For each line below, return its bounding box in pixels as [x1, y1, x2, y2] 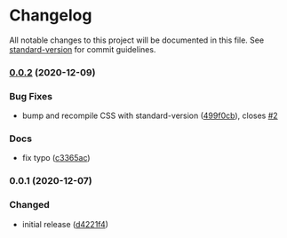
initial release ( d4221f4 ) [21, 218, 109, 229]
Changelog [9, 5, 92, 26]
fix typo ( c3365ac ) [21, 153, 91, 163]
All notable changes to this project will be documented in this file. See [9, 35, 265, 45]
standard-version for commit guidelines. [9, 44, 156, 54]
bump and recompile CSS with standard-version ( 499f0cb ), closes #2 [21, 110, 278, 121]
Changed [9, 199, 51, 211]
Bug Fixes [9, 90, 53, 102]
